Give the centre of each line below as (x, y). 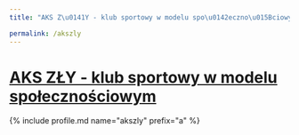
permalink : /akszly (45, 33)
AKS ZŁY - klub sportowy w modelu (143, 77)
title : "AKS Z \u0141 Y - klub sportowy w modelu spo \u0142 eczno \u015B (141, 17)
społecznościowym (83, 96)
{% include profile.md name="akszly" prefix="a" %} (105, 121)
